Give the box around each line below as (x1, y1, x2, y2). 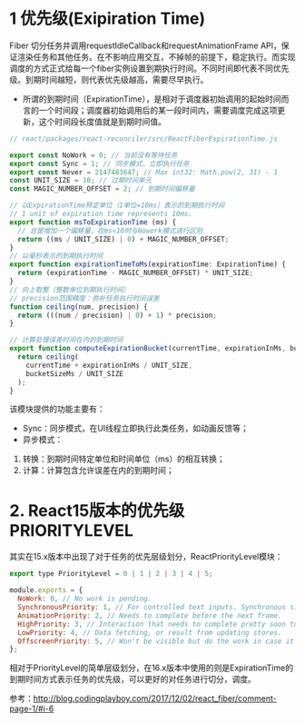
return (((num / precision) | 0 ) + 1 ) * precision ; (17, 311, 218, 320)
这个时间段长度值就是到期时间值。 (38, 115, 166, 127)
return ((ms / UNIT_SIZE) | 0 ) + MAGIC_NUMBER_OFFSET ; (17, 234, 230, 243)
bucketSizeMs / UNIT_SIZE (25, 369, 124, 378)
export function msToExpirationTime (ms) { (9, 217, 177, 227)
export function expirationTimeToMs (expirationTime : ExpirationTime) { (9, 260, 286, 269)
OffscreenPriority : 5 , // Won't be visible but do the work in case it (17, 637, 295, 646)
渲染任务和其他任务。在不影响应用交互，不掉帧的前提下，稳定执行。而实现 (16, 51, 296, 62)
